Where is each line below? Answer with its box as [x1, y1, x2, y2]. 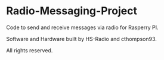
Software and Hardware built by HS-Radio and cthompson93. [6, 35, 157, 42]
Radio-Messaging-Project [6, 4, 137, 18]
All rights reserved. [6, 46, 53, 54]
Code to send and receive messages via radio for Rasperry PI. [6, 24, 159, 31]
